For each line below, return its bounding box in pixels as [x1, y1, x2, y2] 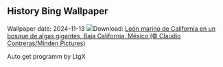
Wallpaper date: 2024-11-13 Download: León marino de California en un [7, 24, 216, 33]
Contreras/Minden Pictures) [7, 39, 86, 47]
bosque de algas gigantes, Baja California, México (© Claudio [7, 31, 181, 40]
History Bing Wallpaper [7, 5, 108, 17]
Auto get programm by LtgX [7, 52, 86, 60]
